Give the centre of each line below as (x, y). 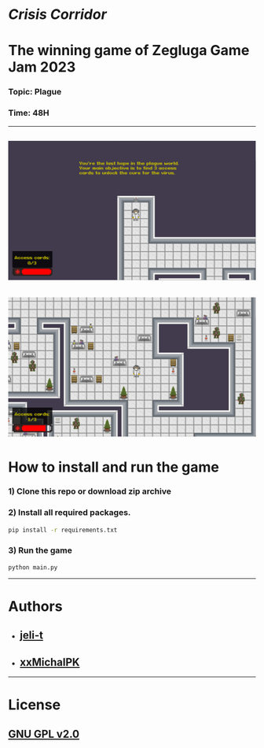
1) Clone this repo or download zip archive (90, 491)
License (35, 705)
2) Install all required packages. (70, 513)
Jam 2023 (42, 67)
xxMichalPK (49, 662)
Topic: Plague (35, 92)
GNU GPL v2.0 (44, 734)
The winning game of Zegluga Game (129, 51)
